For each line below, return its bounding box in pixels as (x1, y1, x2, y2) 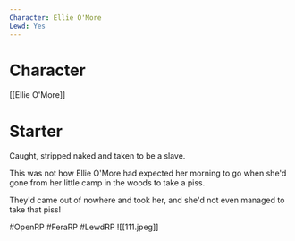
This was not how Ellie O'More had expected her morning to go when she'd (9, 168, 287, 179)
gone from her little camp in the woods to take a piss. (9, 177, 206, 188)
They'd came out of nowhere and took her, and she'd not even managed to (9, 194, 285, 206)
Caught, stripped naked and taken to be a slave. (9, 151, 186, 161)
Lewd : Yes (9, 22, 46, 30)
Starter (9, 121, 63, 142)
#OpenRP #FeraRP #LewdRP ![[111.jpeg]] (9, 221, 159, 233)
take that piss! (9, 204, 61, 215)
